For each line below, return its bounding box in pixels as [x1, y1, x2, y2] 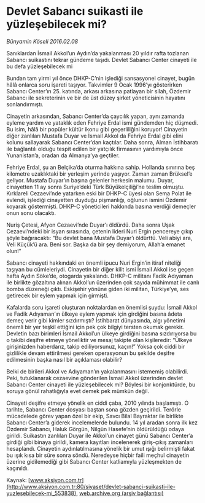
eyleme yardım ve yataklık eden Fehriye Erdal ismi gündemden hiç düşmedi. [6, 119, 198, 127]
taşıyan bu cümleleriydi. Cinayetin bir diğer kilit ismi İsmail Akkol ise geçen [6, 265, 194, 273]
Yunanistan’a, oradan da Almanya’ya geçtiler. [6, 152, 120, 159]
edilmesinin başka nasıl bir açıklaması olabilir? [6, 356, 123, 363]
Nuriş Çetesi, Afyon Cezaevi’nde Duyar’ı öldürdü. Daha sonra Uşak [6, 221, 175, 228]
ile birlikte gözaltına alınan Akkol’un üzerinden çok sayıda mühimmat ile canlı [6, 278, 199, 286]
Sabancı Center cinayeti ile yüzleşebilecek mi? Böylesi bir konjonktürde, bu [6, 381, 196, 388]
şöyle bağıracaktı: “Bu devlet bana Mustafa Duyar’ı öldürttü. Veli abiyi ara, [6, 234, 193, 241]
